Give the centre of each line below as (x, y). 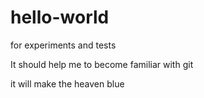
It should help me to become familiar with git (102, 64)
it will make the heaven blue (67, 83)
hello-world (60, 17)
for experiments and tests (63, 45)
